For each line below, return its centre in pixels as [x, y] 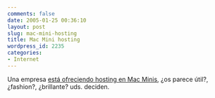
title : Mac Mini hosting [44, 40]
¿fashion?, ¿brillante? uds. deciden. [59, 86]
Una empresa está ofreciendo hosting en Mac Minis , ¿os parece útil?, [108, 79]
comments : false [31, 14]
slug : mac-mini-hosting [42, 33]
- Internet [23, 59]
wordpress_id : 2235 [36, 46]
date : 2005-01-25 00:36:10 [47, 20]
